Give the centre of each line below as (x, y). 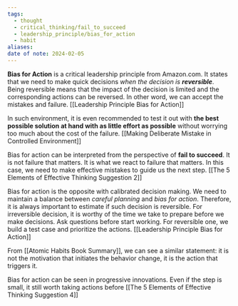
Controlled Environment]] (45, 141)
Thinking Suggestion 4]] (43, 295)
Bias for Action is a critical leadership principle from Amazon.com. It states (118, 74)
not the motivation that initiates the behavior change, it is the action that (113, 258)
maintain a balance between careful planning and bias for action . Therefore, (119, 199)
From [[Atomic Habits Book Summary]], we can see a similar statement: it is (118, 250)
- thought (28, 21)
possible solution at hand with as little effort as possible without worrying (118, 126)
